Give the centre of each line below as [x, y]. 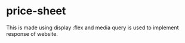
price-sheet [36, 11]
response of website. [32, 33]
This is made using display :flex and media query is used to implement [92, 27]
